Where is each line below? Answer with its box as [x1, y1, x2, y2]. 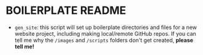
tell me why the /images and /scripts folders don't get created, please [14, 36, 194, 44]
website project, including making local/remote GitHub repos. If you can [14, 30, 197, 37]
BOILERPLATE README [6, 4, 126, 18]
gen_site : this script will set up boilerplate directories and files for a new [14, 24, 197, 31]
